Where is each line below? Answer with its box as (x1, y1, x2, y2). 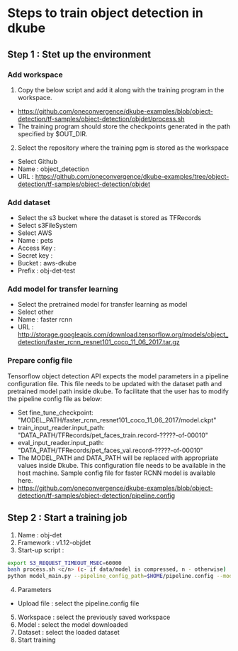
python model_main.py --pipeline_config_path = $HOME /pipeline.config (7, 573, 214, 580)
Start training (17, 635, 56, 644)
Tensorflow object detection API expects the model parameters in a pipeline (7, 371, 229, 381)
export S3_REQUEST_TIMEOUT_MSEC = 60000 (7, 559, 122, 567)
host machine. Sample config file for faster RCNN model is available (17, 469, 216, 477)
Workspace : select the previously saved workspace (17, 613, 171, 622)
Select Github (17, 157, 58, 165)
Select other (17, 307, 54, 317)
